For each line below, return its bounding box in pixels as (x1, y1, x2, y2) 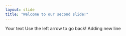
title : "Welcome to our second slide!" (5, 12, 89, 17)
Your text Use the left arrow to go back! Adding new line (5, 25, 121, 31)
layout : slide (5, 7, 35, 12)
